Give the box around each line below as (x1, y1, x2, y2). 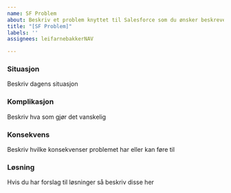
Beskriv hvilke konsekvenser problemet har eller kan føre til (7, 146, 175, 154)
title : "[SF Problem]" (7, 23, 72, 30)
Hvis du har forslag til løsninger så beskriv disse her (7, 178, 155, 186)
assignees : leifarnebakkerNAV (7, 36, 94, 43)
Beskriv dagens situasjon (7, 80, 78, 88)
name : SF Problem (7, 10, 57, 17)
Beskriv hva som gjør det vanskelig (7, 113, 107, 121)
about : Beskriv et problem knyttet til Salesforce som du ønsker (7, 16, 198, 23)
